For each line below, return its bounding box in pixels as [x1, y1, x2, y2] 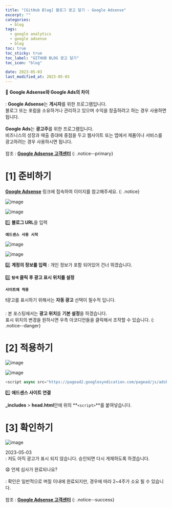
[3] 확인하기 [5, 422, 53, 433]
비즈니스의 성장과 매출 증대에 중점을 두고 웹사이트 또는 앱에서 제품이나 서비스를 [5, 132, 163, 138]
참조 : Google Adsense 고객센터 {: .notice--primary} [5, 150, 114, 156]
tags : [5, 27, 17, 32]
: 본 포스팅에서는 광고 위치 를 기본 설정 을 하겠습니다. [5, 310, 107, 317]
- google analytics [10, 31, 52, 37]
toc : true [5, 46, 27, 51]
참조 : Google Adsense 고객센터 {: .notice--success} [5, 496, 115, 502]
